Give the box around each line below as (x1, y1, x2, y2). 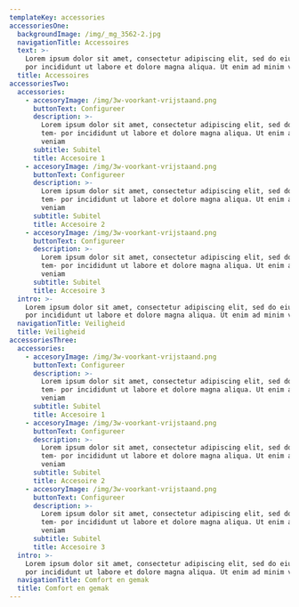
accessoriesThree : (9, 336, 77, 344)
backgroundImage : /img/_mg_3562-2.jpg (17, 29, 162, 38)
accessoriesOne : (9, 21, 69, 30)
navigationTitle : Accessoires (17, 37, 129, 47)
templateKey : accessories (9, 12, 105, 22)
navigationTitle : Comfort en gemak (17, 576, 149, 585)
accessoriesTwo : (9, 79, 69, 88)
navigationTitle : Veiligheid (17, 320, 125, 328)
